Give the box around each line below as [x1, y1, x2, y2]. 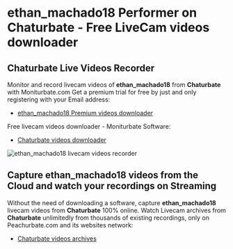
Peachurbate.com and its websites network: [7, 220, 134, 229]
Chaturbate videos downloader [17, 136, 106, 144]
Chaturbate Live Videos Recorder [7, 62, 155, 74]
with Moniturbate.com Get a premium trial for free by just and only [7, 88, 197, 96]
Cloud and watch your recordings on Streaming [7, 180, 217, 192]
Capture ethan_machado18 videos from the [7, 169, 199, 182]
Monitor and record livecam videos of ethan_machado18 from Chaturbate [7, 81, 221, 88]
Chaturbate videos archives [17, 234, 97, 243]
